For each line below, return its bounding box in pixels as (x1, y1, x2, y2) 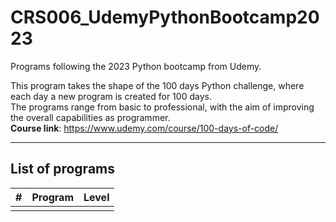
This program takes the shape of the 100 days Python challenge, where (10, 79, 305, 91)
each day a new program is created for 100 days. (10, 90, 212, 102)
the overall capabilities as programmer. (10, 111, 171, 123)
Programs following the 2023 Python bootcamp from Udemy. (10, 60, 262, 72)
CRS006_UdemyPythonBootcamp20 (10, 6, 320, 29)
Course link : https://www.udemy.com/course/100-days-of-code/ (10, 122, 279, 134)
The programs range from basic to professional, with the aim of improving (10, 101, 315, 113)
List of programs (10, 161, 116, 178)
